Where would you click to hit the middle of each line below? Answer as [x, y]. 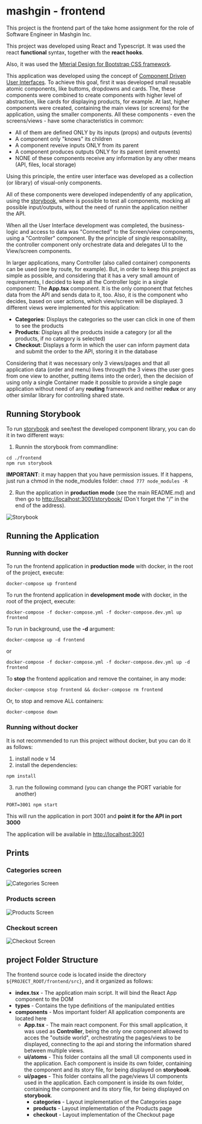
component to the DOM [44, 999]
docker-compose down [32, 712]
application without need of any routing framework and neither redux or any [101, 388]
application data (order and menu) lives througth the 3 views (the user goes [100, 369]
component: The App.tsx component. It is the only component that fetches [99, 288]
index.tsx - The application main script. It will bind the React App [96, 992]
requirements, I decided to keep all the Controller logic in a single [87, 281]
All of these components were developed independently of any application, [99, 194]
